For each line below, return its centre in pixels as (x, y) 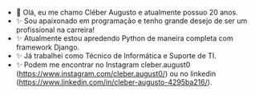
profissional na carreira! (55, 30)
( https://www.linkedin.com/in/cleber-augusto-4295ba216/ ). (114, 82)
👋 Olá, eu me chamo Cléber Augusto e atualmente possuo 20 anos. (127, 12)
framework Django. (48, 47)
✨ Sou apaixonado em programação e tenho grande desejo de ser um (132, 21)
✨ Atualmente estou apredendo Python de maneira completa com (125, 38)
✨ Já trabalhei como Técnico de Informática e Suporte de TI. (116, 55)
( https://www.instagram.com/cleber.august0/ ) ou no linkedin (116, 73)
